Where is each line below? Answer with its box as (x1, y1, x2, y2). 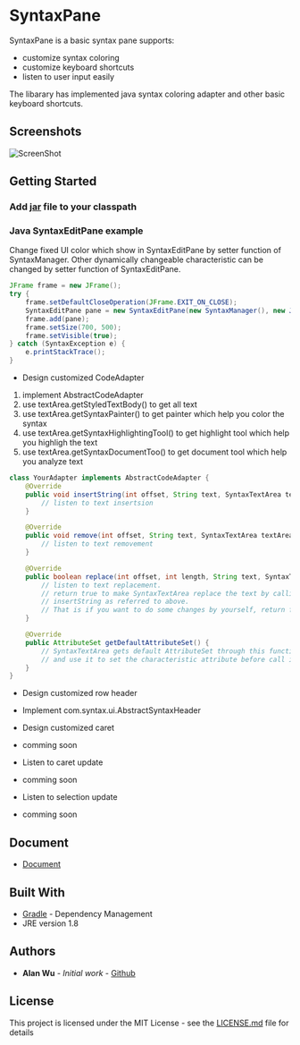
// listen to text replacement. (41, 581, 162, 590)
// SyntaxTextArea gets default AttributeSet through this (41, 646, 266, 656)
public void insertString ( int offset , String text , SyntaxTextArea (25, 489, 281, 499)
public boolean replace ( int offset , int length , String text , (25, 572, 262, 582)
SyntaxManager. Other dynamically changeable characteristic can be (9, 254, 264, 265)
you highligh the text (21, 438, 98, 448)
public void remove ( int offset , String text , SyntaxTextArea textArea (25, 531, 294, 540)
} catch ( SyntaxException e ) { (9, 339, 126, 349)
